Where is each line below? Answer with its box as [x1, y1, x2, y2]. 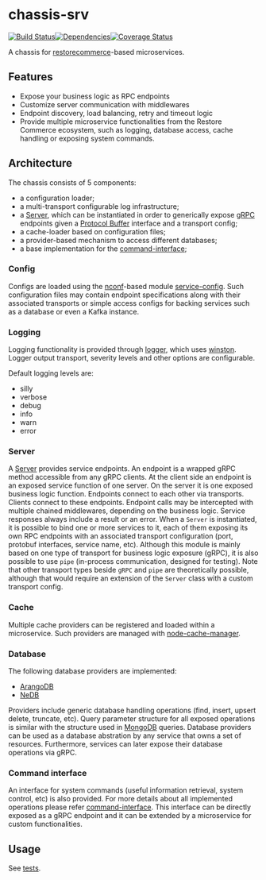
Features [8, 70, 53, 84]
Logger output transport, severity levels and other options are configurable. [8, 353, 256, 363]
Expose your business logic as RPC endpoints [19, 91, 171, 101]
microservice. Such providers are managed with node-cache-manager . [8, 628, 241, 638]
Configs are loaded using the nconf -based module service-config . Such [8, 281, 245, 291]
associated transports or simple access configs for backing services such [8, 298, 250, 307]
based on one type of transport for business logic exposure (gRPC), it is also [8, 548, 259, 558]
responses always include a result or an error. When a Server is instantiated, [8, 515, 257, 524]
